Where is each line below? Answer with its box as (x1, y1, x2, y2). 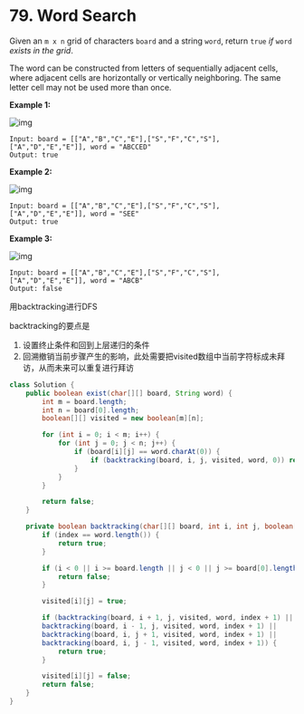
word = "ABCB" (90, 275, 144, 285)
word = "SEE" (90, 209, 140, 218)
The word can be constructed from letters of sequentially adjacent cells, (9, 63, 279, 73)
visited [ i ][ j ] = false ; (42, 671, 131, 680)
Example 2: (9, 166, 52, 177)
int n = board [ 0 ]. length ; (42, 405, 140, 415)
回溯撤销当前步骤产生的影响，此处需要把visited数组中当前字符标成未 (22, 351, 278, 362)
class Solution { (9, 380, 75, 390)
